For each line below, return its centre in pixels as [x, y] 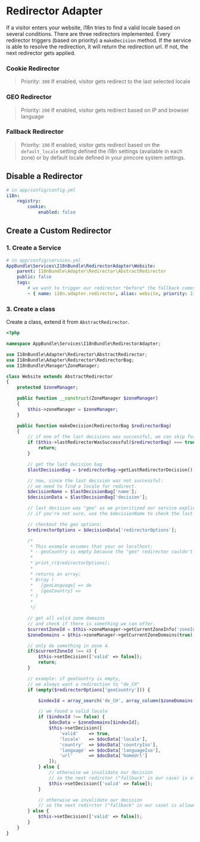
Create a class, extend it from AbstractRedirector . [68, 322]
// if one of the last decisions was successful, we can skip [106, 437]
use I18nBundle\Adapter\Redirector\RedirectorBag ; [70, 360]
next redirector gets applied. [41, 53]
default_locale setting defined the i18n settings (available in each [101, 151]
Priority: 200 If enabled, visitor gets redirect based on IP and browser [105, 110]
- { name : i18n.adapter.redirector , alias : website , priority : [107, 293]
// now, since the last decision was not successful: [96, 480]
